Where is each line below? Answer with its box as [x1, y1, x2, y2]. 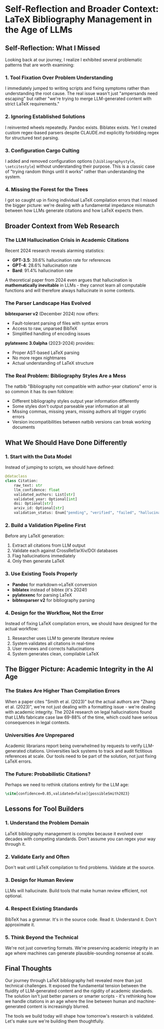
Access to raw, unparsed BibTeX [12, 326, 78, 331]
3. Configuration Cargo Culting [5, 147, 80, 154]
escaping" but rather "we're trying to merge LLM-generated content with [5, 96, 152, 101]
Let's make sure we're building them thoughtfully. [5, 1018, 104, 1024]
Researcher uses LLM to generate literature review [12, 635, 114, 641]
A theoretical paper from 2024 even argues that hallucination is [5, 277, 132, 283]
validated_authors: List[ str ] [14, 492, 76, 497]
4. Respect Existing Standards [5, 905, 78, 912]
